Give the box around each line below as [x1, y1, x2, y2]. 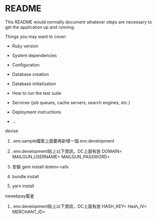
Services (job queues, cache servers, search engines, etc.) [12, 99, 130, 105]
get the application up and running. [5, 24, 75, 30]
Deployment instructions [12, 109, 62, 115]
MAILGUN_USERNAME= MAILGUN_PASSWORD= [12, 154, 110, 160]
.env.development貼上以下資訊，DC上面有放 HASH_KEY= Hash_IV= [12, 203, 147, 209]
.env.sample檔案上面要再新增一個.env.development [12, 138, 115, 144]
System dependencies [12, 52, 57, 58]
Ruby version [12, 43, 39, 49]
